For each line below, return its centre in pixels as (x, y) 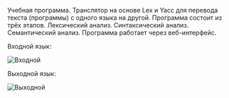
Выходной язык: (32, 74)
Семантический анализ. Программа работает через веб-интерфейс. (112, 32)
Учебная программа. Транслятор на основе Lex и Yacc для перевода (113, 10)
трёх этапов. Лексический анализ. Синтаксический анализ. (98, 25)
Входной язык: (30, 46)
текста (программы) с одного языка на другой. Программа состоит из (115, 18)
